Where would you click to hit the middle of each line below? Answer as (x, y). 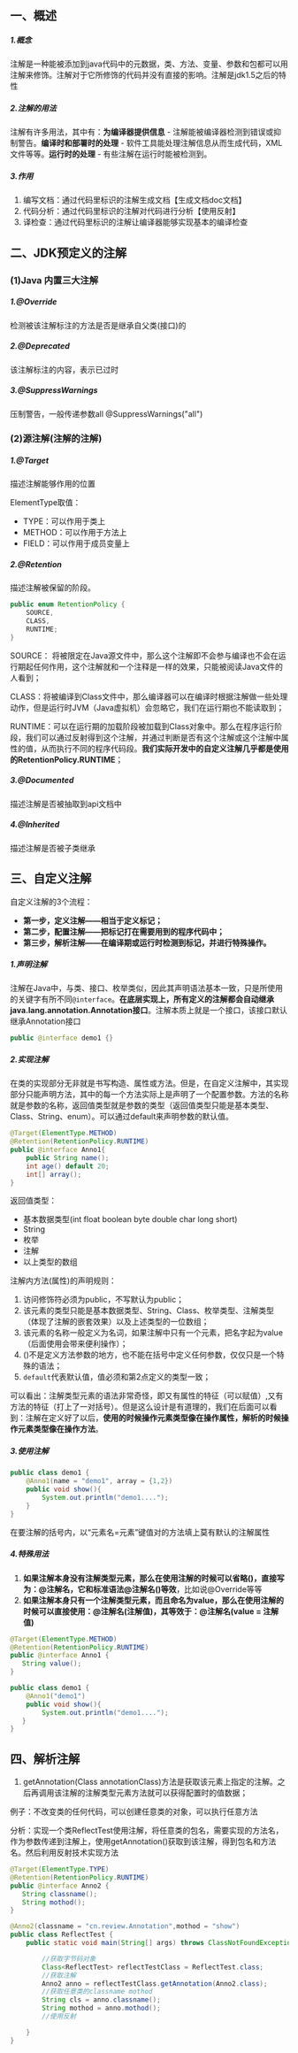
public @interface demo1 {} (62, 1038)
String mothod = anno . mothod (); (102, 2008)
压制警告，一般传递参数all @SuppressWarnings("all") (107, 413)
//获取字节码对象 (69, 1958)
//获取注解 (59, 1975)
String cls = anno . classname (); (102, 2000)
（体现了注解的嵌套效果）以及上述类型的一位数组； (116, 1322)
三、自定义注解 (51, 879)
